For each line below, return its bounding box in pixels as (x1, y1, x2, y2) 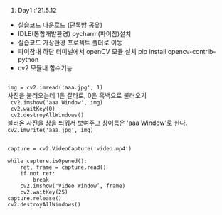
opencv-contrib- (167, 48, 216, 55)
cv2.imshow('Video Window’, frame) (20, 182, 126, 189)
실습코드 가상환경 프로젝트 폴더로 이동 (17, 38, 123, 47)
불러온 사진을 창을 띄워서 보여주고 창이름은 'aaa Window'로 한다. (7, 118, 188, 127)
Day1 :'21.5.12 (17, 6, 57, 14)
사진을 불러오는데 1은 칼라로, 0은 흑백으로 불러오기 (7, 92, 147, 99)
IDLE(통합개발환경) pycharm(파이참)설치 (17, 30, 132, 38)
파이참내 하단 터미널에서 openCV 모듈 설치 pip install (17, 48, 166, 55)
